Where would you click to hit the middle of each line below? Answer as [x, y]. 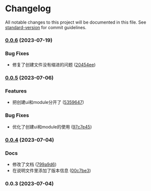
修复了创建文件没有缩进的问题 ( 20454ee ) [54, 65]
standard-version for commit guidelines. [46, 27]
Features [16, 91]
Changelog [28, 9]
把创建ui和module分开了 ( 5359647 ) [48, 102]
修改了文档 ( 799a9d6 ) [34, 164]
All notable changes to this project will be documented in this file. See [76, 22]
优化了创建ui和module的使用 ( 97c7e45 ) [52, 127]
